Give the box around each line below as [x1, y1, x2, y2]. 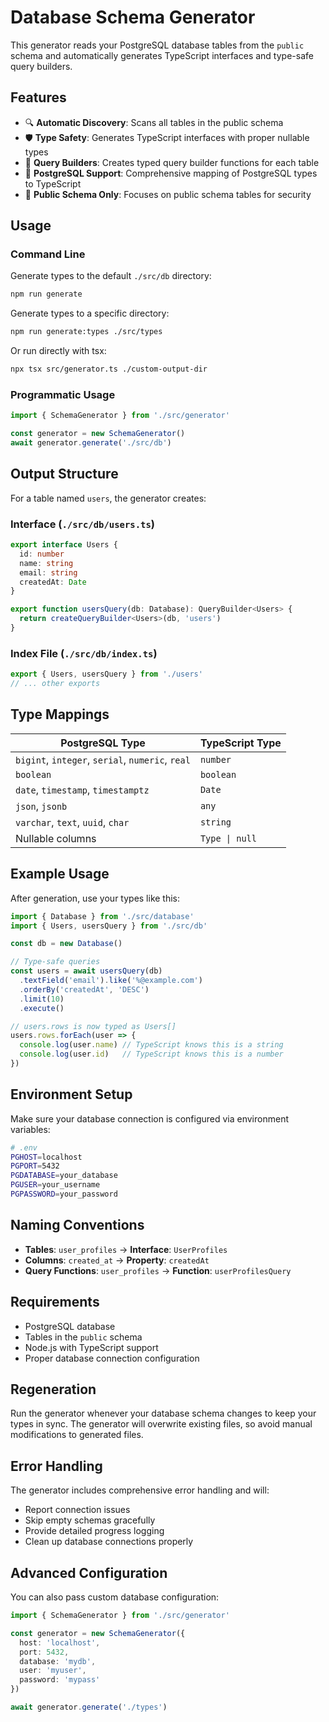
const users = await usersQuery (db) [10, 966, 163, 976]
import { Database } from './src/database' [10, 911, 195, 921]
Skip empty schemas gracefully [24, 1514, 156, 1526]
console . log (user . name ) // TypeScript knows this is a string [19, 1040, 284, 1050]
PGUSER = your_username [10, 1180, 101, 1190]
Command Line [10, 247, 86, 261]
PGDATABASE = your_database [10, 1171, 118, 1181]
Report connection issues [24, 1504, 131, 1516]
